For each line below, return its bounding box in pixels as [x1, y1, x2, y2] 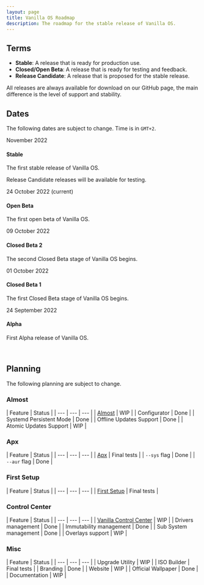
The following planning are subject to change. [6, 380, 122, 387]
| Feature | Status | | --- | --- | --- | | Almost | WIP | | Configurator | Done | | [6, 409, 195, 417]
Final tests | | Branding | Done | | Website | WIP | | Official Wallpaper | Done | [6, 565, 199, 573]
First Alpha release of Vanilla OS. [6, 334, 89, 342]
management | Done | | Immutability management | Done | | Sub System [6, 523, 188, 530]
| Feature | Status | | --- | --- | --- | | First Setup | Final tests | [6, 487, 159, 494]
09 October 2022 [6, 227, 50, 235]
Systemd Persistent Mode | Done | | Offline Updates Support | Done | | [6, 416, 183, 423]
